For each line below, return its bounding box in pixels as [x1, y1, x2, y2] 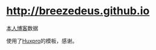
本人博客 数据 [6, 24, 38, 32]
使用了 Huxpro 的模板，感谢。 [6, 37, 78, 44]
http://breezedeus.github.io [6, 4, 150, 18]
